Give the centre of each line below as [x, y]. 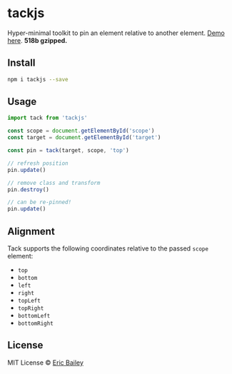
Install [21, 63]
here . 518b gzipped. [37, 40]
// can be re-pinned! [40, 202]
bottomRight [35, 323]
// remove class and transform [54, 183]
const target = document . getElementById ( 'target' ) [84, 138]
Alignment [31, 231]
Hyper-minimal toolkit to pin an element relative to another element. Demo [116, 33]
